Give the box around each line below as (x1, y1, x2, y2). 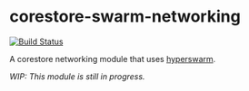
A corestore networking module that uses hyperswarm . (9, 53, 216, 64)
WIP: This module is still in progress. (9, 70, 145, 82)
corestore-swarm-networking (9, 6, 241, 27)
